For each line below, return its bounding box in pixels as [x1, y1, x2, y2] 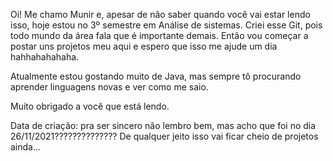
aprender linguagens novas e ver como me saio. [10, 81, 209, 93]
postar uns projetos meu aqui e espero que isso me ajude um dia [10, 40, 278, 52]
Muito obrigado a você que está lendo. [10, 100, 170, 112]
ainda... [10, 141, 42, 153]
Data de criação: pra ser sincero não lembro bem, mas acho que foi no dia [10, 120, 317, 131]
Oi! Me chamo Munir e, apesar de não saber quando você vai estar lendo [10, 9, 311, 20]
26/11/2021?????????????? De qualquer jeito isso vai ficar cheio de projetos [10, 130, 319, 142]
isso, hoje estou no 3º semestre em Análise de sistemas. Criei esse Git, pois [10, 19, 323, 31]
